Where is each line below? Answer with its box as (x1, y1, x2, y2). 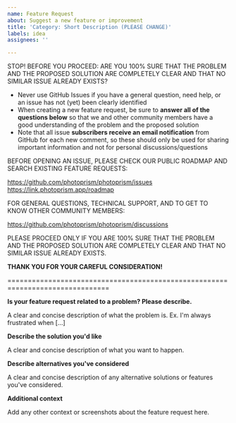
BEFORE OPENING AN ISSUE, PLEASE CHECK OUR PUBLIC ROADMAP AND (7, 157, 228, 166)
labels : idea (7, 30, 46, 37)
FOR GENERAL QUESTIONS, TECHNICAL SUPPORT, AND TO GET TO (7, 199, 209, 208)
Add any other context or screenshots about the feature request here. (7, 408, 210, 417)
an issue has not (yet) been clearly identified (17, 98, 147, 106)
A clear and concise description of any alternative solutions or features (7, 373, 213, 381)
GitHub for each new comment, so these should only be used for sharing (17, 135, 229, 145)
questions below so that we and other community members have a (17, 114, 213, 122)
